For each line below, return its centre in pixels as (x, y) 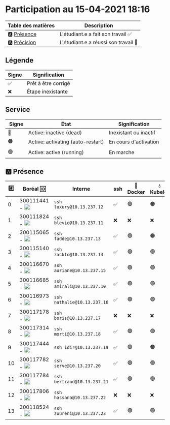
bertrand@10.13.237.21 (81, 382)
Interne (81, 189)
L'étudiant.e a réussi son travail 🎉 (99, 42)
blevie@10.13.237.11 (79, 223)
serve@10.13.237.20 (77, 366)
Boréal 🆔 (34, 189)
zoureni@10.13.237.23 (80, 414)
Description (99, 25)
